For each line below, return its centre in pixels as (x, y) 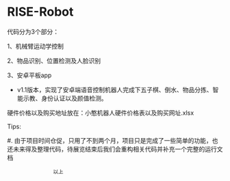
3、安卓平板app (29, 75)
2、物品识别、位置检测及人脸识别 (54, 60)
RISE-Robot (40, 12)
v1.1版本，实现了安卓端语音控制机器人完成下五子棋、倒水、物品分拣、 (115, 89)
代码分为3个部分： (33, 31)
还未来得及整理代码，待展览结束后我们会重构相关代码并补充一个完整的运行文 (115, 149)
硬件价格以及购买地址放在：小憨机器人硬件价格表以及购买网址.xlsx (101, 113)
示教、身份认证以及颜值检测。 (65, 98)
